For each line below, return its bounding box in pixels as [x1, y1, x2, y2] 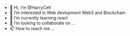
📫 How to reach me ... [9, 26, 55, 31]
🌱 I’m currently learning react [9, 15, 68, 20]
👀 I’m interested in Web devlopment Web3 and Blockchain [9, 10, 126, 16]
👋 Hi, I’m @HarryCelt [9, 5, 51, 10]
